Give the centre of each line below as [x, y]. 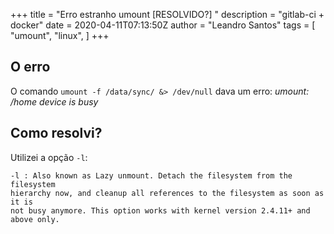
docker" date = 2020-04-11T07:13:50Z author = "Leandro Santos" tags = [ [163, 25]
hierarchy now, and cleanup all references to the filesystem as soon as [167, 193]
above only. [35, 219]
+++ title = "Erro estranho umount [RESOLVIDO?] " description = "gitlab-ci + [167, 14]
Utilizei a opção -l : [49, 157]
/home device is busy [54, 101]
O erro [30, 67]
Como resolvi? [56, 133]
